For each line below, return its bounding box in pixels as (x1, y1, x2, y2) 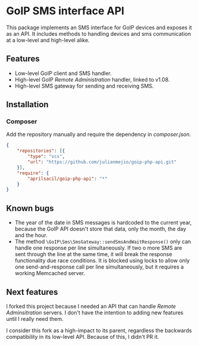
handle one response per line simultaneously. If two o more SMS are (14, 244, 183, 251)
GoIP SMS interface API (6, 4, 125, 18)
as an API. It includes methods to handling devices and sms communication (6, 30, 191, 37)
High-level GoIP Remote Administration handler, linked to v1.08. (14, 76, 170, 83)
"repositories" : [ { (17, 148, 65, 154)
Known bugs (6, 203, 55, 213)
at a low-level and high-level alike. (6, 36, 90, 43)
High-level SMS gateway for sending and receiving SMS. (14, 82, 154, 89)
